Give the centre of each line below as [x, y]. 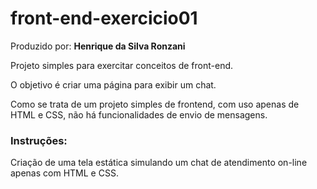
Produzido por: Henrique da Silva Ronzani [98, 46]
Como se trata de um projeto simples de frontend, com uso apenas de [155, 104]
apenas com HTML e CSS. [64, 173]
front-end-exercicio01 [104, 18]
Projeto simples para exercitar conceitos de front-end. [122, 65]
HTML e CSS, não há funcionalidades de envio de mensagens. [139, 114]
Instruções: [39, 140]
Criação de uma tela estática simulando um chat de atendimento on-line [159, 163]
